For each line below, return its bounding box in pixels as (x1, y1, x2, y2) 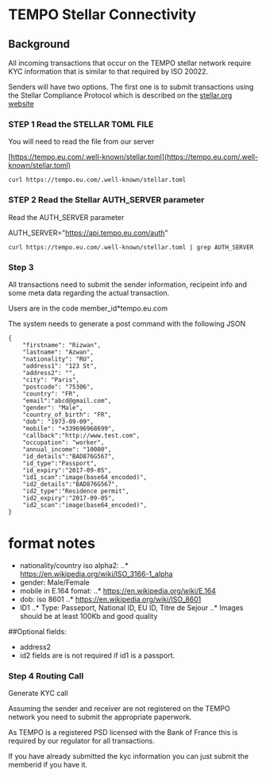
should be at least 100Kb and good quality (19, 611, 158, 620)
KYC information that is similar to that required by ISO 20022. (8, 67, 209, 76)
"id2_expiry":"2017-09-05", (22, 494, 115, 502)
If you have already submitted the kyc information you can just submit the (8, 752, 249, 761)
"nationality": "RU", (22, 355, 94, 363)
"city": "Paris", (22, 376, 80, 384)
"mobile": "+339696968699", (22, 424, 115, 432)
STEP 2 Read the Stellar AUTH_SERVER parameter (8, 195, 205, 206)
